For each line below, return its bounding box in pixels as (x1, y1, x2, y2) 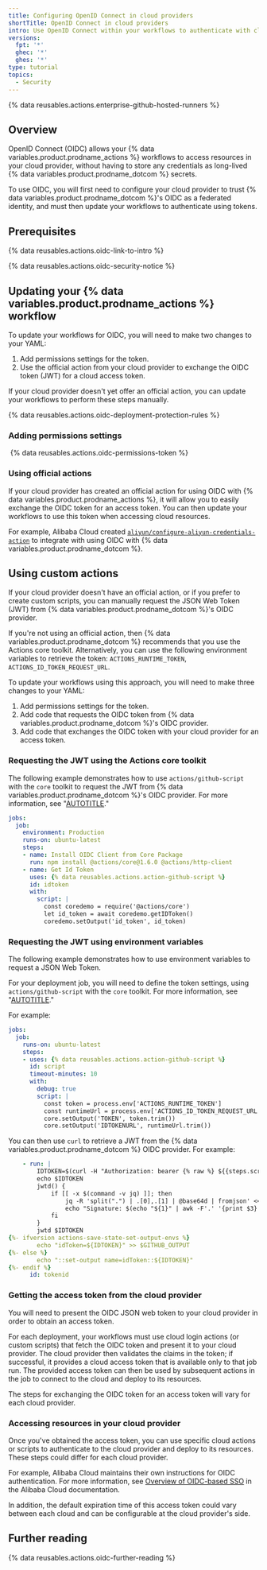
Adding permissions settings (8, 430, 122, 441)
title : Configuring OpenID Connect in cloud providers (8, 11, 194, 20)
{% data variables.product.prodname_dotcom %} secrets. (8, 169, 197, 179)
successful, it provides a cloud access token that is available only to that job (8, 1357, 257, 1366)
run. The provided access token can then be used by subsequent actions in (8, 1365, 256, 1375)
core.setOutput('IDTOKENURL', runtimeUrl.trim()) (43, 1122, 212, 1130)
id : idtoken (29, 880, 69, 889)
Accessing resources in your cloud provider (8, 1417, 181, 1429)
